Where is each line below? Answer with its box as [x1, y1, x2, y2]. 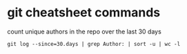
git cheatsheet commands [7, 5, 161, 21]
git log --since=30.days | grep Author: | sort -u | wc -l [7, 40, 181, 47]
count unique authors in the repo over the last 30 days [7, 27, 162, 36]
